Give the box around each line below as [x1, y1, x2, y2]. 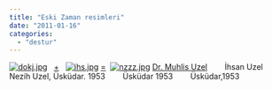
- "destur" [17, 37, 58, 47]
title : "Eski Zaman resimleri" [9, 12, 125, 22]
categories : [9, 29, 53, 38]
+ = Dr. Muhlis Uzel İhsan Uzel [53, 62, 264, 72]
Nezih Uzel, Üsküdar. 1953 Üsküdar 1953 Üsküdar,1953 [9, 71, 240, 82]
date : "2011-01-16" [9, 21, 82, 30]
